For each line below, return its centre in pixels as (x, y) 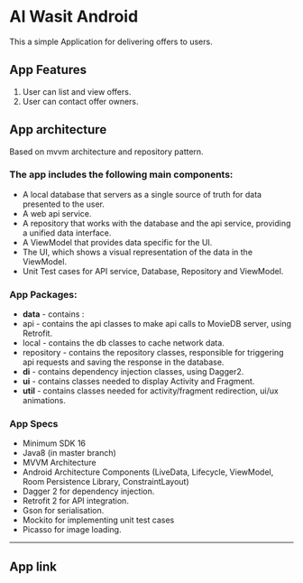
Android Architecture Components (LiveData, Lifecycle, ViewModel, (148, 472)
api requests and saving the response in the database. (123, 362)
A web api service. (57, 213)
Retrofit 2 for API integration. (75, 501)
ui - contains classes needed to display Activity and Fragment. (138, 382)
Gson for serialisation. (63, 511)
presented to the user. (64, 204)
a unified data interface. (67, 233)
